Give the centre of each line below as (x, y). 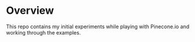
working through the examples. (43, 32)
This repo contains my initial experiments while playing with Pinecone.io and (98, 26)
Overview (30, 11)
